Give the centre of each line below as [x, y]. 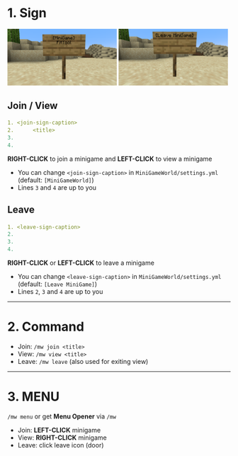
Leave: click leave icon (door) [61, 445]
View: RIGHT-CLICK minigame [62, 438]
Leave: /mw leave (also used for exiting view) [83, 362]
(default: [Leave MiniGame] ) [57, 284]
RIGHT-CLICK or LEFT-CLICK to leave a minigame [81, 263]
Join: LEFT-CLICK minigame [59, 430]
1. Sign [27, 13]
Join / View [33, 105]
